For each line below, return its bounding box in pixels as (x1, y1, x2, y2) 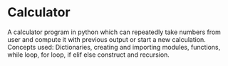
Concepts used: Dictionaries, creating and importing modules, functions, (7, 43, 221, 51)
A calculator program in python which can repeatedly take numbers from (7, 28, 221, 36)
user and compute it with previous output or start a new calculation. (7, 35, 207, 43)
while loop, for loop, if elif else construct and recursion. (7, 50, 170, 59)
